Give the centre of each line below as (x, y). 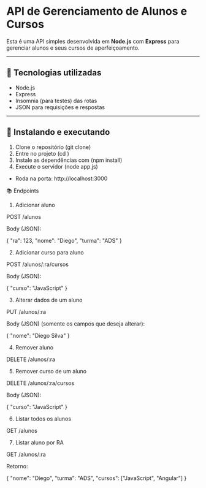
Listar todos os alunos (43, 419)
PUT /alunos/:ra (26, 311)
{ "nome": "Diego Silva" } (38, 335)
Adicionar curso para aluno (49, 252)
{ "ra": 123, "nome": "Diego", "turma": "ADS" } (64, 240)
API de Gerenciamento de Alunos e (97, 11)
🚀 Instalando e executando (58, 132)
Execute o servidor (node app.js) (56, 166)
